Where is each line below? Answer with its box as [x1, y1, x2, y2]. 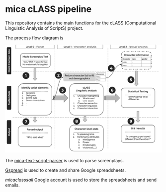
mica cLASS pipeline [5, 3, 92, 15]
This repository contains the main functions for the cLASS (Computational [5, 20, 157, 26]
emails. [5, 182, 20, 188]
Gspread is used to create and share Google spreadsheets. [5, 167, 126, 173]
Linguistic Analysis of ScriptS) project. [5, 25, 83, 31]
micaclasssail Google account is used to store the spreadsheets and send [5, 177, 157, 183]
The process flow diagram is [5, 35, 64, 41]
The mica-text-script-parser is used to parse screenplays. [5, 157, 124, 163]
